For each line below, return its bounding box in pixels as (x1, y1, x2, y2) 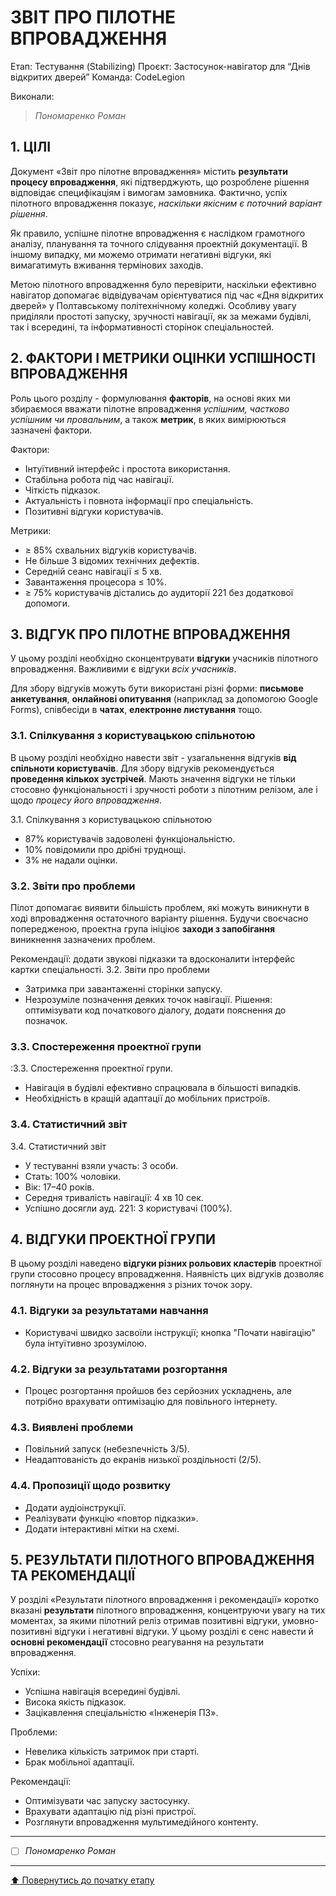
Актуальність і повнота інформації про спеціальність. (24, 494, 254, 506)
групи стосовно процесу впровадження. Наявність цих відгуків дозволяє (10, 1268, 325, 1280)
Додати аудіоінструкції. (24, 1501, 127, 1513)
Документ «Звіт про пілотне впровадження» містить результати (10, 165, 288, 177)
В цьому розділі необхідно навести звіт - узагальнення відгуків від (10, 751, 297, 763)
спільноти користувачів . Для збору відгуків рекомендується (10, 762, 275, 774)
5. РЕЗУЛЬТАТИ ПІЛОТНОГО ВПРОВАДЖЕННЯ (10, 1551, 315, 1568)
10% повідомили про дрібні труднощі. (24, 843, 187, 855)
